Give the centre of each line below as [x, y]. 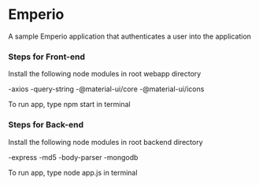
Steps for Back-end [46, 125]
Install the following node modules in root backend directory [105, 142]
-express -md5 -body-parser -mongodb [73, 157]
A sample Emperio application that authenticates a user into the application [130, 36]
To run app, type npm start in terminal [70, 105]
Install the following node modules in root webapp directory [105, 74]
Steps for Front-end [46, 57]
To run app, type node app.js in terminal [73, 172]
